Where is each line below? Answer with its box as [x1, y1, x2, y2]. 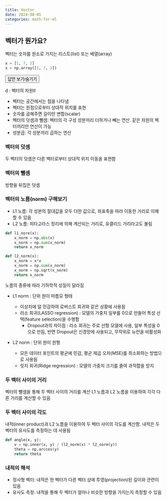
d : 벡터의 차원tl [5, 87, 36, 93]
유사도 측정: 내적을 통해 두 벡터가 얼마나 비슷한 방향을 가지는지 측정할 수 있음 [12, 489, 162, 495]
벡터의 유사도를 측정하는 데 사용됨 [5, 428, 71, 434]
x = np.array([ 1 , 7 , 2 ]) [5, 66, 57, 71]
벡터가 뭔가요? [5, 36, 47, 45]
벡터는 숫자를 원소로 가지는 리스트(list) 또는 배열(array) [5, 51, 112, 57]
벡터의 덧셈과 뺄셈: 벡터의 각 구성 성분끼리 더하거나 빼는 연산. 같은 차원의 [12, 117, 154, 123]
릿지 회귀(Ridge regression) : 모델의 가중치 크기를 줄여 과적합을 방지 [19, 362, 154, 368]
